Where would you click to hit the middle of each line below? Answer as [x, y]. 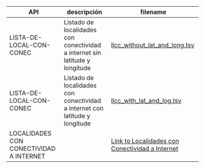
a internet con [84, 108]
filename [153, 12]
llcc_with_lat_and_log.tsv [146, 101]
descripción [85, 12]
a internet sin [83, 53]
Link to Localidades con [145, 141]
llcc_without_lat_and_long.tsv [153, 45]
